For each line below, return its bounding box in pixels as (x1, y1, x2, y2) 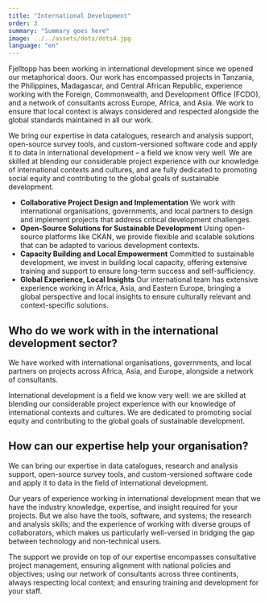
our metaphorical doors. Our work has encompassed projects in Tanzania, (8, 72, 255, 82)
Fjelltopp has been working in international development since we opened (8, 64, 254, 73)
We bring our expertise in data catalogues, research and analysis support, (8, 130, 254, 141)
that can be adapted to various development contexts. (19, 241, 200, 250)
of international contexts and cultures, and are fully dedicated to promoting (8, 165, 258, 175)
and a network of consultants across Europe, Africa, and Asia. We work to (8, 98, 254, 108)
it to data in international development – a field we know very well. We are (8, 148, 253, 158)
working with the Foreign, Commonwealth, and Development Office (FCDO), (8, 89, 261, 99)
